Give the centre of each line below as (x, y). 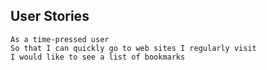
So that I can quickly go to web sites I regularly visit (133, 48)
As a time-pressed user (60, 39)
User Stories (50, 16)
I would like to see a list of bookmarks (98, 57)
